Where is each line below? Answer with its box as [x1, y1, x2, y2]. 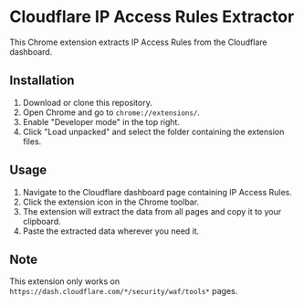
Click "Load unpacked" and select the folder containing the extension [22, 126, 285, 137]
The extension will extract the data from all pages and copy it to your [22, 205, 282, 216]
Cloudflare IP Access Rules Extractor [9, 6, 295, 27]
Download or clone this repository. [22, 97, 152, 108]
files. [22, 135, 42, 147]
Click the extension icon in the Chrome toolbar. [22, 196, 199, 207]
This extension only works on [9, 276, 121, 287]
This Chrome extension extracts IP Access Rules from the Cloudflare [9, 37, 267, 47]
